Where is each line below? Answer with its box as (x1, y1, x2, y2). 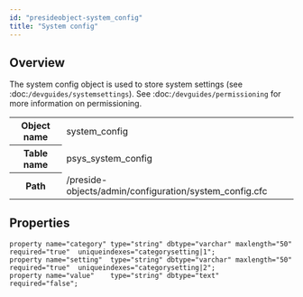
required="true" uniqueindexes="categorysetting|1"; (9, 247, 216, 256)
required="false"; (9, 279, 78, 288)
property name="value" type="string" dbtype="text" (9, 271, 220, 280)
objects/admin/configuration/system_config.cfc (66, 184, 268, 197)
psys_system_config (66, 153, 153, 165)
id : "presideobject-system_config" (9, 13, 143, 23)
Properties (9, 216, 70, 231)
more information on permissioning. (9, 98, 142, 109)
